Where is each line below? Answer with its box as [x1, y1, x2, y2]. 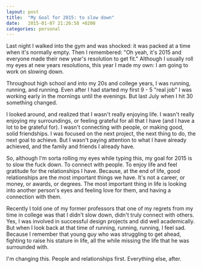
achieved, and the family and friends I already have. [6, 143, 135, 150]
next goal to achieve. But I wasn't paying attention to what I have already [6, 137, 187, 144]
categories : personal [6, 25, 61, 32]
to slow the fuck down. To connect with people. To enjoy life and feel [6, 161, 178, 168]
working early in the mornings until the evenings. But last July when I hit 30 [6, 93, 193, 100]
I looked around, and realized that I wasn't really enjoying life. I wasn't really [6, 111, 195, 118]
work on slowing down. [6, 68, 65, 76]
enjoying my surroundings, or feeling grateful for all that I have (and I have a [6, 117, 195, 125]
